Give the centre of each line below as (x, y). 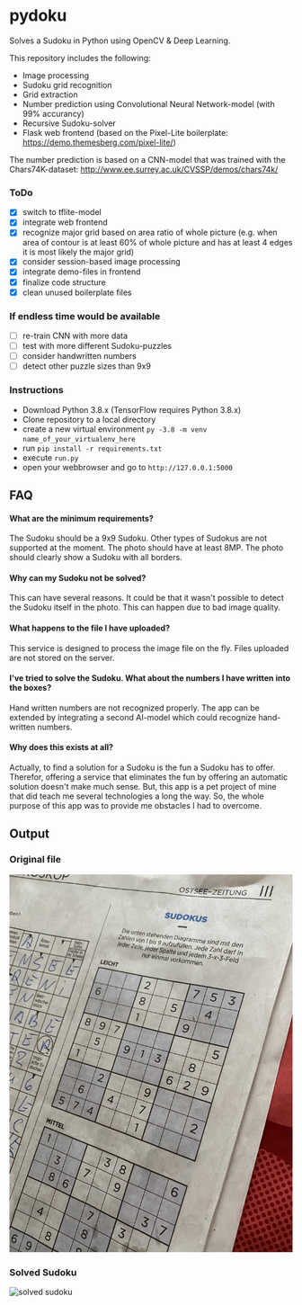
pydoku (38, 16)
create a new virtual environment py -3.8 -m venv (115, 429)
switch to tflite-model (62, 212)
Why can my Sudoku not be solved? (78, 577)
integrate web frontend (65, 222)
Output (29, 834)
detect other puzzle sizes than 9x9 (86, 366)
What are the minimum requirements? (82, 518)
